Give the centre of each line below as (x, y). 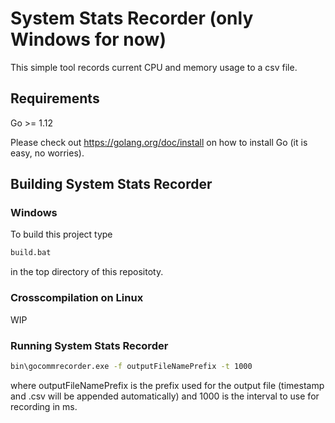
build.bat (31, 253)
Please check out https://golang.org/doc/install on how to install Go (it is (159, 142)
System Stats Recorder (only (132, 18)
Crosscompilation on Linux (77, 298)
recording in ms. (44, 406)
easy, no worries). (47, 153)
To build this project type (61, 234)
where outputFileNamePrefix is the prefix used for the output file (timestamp (167, 385)
